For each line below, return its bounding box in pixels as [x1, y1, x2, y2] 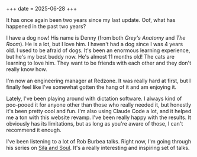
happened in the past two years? [6, 23, 86, 30]
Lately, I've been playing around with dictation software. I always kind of [6, 95, 182, 102]
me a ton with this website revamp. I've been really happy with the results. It [6, 114, 191, 121]
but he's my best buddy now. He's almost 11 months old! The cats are [6, 53, 175, 60]
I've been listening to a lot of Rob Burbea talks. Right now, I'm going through [6, 138, 191, 145]
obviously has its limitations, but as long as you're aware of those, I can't [6, 120, 183, 127]
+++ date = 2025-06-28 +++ [6, 5, 77, 12]
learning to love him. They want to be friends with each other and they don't [6, 59, 192, 66]
